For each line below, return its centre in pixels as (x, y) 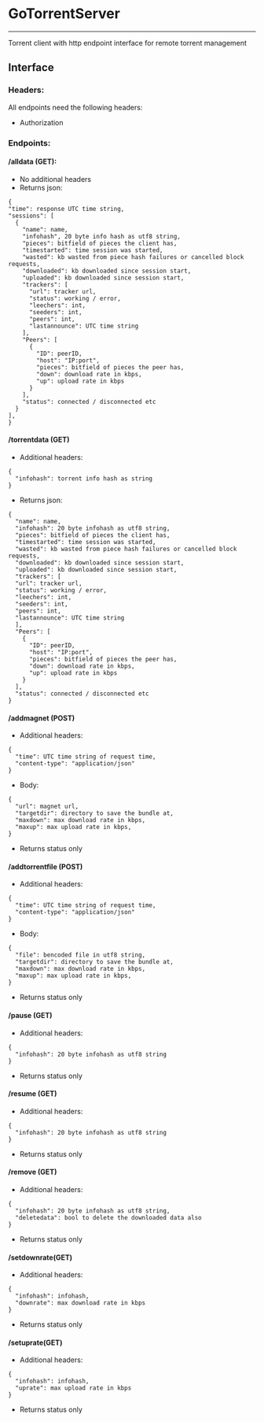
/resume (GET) (33, 1094)
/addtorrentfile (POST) (46, 866)
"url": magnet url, (47, 807)
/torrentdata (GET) (39, 440)
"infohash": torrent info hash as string (84, 478)
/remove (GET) (33, 1172)
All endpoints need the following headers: (75, 107)
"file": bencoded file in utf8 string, (81, 955)
